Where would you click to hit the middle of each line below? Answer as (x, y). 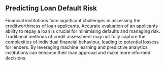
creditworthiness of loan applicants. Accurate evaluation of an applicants (82, 26)
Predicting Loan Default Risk (51, 8)
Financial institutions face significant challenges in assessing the (73, 20)
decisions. (16, 58)
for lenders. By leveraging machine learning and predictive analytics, (77, 47)
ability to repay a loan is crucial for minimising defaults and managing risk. (83, 31)
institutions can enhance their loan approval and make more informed (78, 52)
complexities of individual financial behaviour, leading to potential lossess (82, 42)
